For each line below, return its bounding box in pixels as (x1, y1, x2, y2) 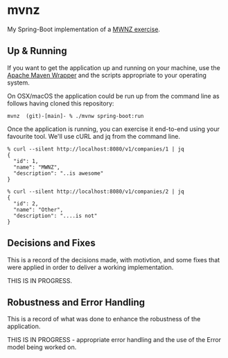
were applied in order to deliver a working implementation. (7, 263, 174, 271)
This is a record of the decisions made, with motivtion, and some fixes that (7, 255, 220, 264)
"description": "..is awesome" (13, 169, 104, 177)
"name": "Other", (13, 206, 64, 213)
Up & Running (7, 45, 67, 57)
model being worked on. (7, 343, 77, 352)
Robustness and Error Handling (7, 296, 146, 308)
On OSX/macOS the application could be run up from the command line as (7, 92, 220, 100)
